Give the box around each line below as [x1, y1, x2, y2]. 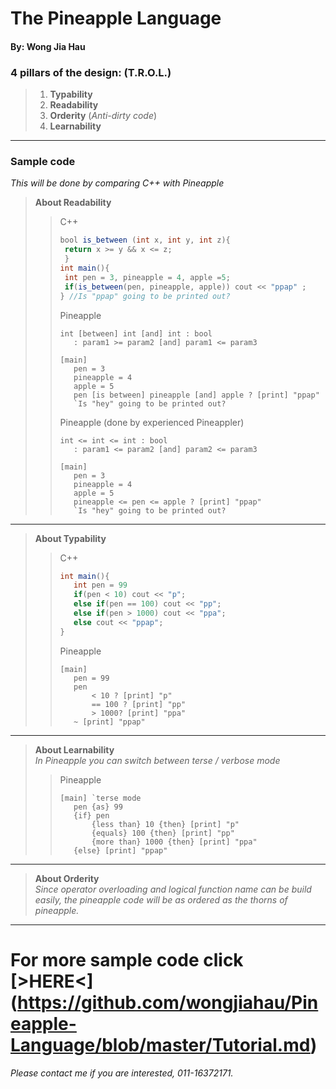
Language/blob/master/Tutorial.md [10, 1033, 311, 1056]
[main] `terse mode [59, 793, 142, 803]
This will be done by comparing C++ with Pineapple [10, 177, 225, 189]
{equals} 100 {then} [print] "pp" [91, 828, 235, 838]
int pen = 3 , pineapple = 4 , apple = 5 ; [64, 272, 231, 282]
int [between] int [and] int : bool [59, 328, 213, 339]
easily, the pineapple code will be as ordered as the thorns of [34, 893, 288, 906]
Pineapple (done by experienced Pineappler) [59, 416, 245, 428]
